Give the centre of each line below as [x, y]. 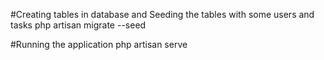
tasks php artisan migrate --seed [78, 25]
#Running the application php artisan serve [99, 44]
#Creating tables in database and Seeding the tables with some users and [162, 14]
